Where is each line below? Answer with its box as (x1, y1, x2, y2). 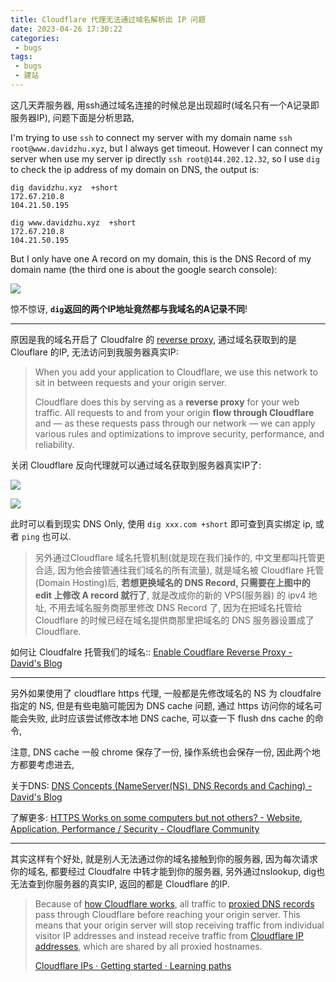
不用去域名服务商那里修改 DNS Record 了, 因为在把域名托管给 (48, 601, 303, 613)
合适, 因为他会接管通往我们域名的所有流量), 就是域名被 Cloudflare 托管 (34, 564, 325, 576)
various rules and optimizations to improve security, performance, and (34, 427, 325, 440)
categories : (10, 33, 60, 43)
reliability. (34, 438, 75, 450)
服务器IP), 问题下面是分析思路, (10, 111, 135, 123)
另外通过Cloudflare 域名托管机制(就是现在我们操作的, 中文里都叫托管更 (34, 551, 326, 563)
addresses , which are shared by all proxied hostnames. (34, 940, 263, 952)
